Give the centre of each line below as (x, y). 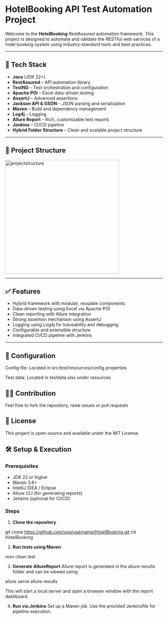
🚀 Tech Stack (26, 65)
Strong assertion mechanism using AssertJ (57, 319)
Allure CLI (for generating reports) (47, 493)
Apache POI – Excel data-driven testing (53, 93)
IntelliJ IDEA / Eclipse (34, 488)
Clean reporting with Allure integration (52, 314)
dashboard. (17, 596)
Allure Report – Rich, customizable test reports (61, 119)
